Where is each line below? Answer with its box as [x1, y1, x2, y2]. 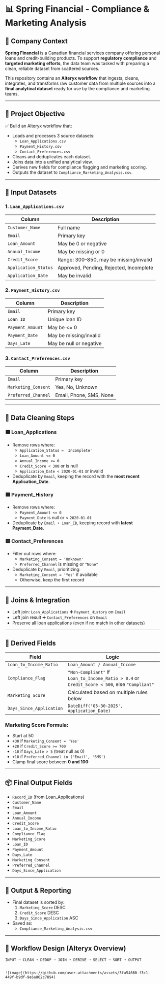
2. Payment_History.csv [5, 287, 60, 294]
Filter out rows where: [12, 551, 57, 557]
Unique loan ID [47, 316, 82, 323]
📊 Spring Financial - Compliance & [5, 3, 150, 15]
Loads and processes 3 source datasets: [12, 133, 95, 138]
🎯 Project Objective [5, 110, 65, 118]
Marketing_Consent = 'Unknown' [19, 557, 84, 562]
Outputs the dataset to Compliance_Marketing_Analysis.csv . [12, 169, 133, 175]
